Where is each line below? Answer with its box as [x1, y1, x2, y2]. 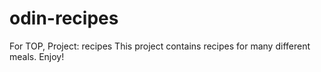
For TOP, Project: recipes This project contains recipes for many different [9, 40, 311, 52]
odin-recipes [9, 7, 119, 30]
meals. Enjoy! [9, 50, 65, 62]
